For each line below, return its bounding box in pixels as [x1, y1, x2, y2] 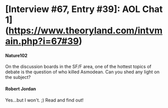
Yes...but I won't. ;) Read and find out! [5, 97, 84, 103]
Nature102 [5, 52, 28, 58]
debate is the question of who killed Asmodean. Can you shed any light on [5, 69, 160, 75]
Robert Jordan [5, 85, 36, 91]
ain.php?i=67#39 [5, 36, 79, 47]
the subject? [5, 74, 31, 80]
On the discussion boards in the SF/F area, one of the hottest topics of [5, 64, 151, 70]
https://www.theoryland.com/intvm [8, 25, 163, 36]
